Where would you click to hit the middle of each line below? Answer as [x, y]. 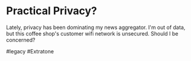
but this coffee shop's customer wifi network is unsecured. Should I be [92, 33]
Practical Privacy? [52, 11]
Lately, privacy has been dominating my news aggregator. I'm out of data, [96, 27]
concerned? [21, 40]
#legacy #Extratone [30, 51]
